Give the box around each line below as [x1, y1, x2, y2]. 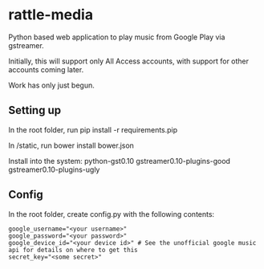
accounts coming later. [8, 64, 84, 74]
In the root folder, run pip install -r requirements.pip [8, 124, 178, 134]
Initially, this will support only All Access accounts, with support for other [8, 56, 250, 66]
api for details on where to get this [8, 246, 138, 254]
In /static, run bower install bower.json [8, 141, 135, 150]
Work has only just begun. [8, 80, 95, 90]
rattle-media [8, 6, 94, 24]
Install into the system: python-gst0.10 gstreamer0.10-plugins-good [8, 156, 231, 165]
